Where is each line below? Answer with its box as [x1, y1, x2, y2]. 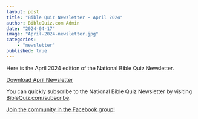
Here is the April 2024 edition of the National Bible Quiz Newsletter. [6, 64, 174, 72]
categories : [6, 37, 36, 43]
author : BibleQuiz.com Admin [6, 20, 80, 26]
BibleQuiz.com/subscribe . [6, 94, 71, 101]
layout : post [6, 8, 39, 15]
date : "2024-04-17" [6, 25, 56, 32]
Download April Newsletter [6, 76, 73, 83]
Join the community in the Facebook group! [6, 106, 115, 113]
